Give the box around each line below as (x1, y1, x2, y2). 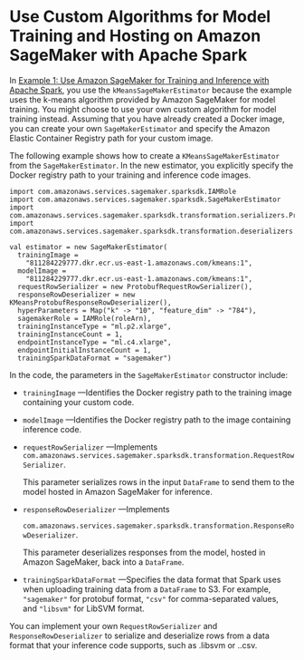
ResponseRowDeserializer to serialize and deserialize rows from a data (9, 630, 270, 641)
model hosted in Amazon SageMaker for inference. (22, 486, 213, 497)
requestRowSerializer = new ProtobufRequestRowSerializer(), (17, 282, 253, 291)
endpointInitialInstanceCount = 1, (17, 345, 152, 354)
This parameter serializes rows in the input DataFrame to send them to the (22, 476, 295, 487)
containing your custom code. (22, 396, 135, 407)
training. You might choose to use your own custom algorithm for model (9, 103, 278, 114)
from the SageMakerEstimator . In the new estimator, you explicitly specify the (9, 160, 294, 170)
